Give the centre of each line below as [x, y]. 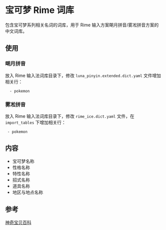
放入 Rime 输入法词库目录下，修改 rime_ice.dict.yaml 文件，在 [70, 116]
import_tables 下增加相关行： [36, 122]
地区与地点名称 [28, 192]
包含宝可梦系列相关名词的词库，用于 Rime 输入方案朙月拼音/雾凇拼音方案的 [82, 25]
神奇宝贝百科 [18, 222]
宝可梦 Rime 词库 [40, 10]
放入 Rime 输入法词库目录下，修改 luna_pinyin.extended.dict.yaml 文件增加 [83, 76]
